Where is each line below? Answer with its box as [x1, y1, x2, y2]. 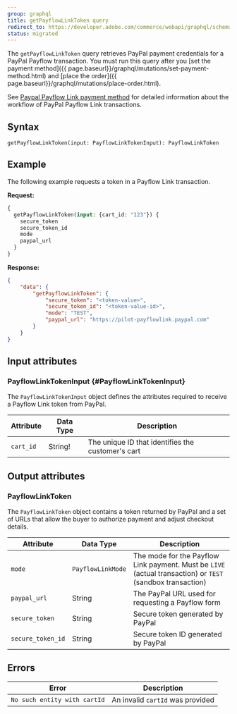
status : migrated [7, 30, 59, 37]
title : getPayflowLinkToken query [7, 17, 109, 24]
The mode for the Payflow [133, 551, 220, 560]
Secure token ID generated [133, 629, 222, 639]
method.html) [7, 72, 47, 80]
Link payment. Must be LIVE [133, 560, 226, 570]
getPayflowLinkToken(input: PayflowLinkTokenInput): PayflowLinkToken [7, 140, 219, 147]
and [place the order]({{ [47, 72, 118, 80]
